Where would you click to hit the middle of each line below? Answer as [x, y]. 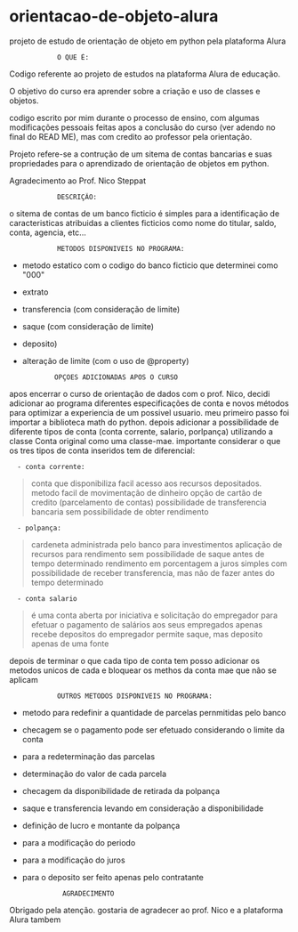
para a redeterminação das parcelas [89, 756]
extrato [35, 292]
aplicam [24, 679]
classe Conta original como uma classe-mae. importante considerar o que [145, 441]
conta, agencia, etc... [48, 232]
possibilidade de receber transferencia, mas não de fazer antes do [153, 572]
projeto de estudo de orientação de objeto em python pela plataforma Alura [148, 41]
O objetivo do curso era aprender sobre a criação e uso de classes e [135, 91]
